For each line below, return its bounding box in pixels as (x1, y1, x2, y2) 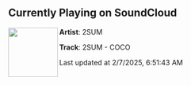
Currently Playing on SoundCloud (8, 6, 178, 20)
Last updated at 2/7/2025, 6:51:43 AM (59, 57, 184, 67)
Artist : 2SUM (59, 27, 103, 36)
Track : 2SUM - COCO (59, 42, 131, 52)
